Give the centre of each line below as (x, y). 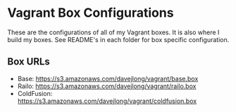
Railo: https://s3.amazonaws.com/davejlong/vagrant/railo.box (107, 86)
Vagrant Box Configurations (91, 13)
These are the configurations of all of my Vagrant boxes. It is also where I (113, 32)
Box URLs (29, 62)
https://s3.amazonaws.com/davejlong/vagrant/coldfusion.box (107, 101)
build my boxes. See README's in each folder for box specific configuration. (118, 39)
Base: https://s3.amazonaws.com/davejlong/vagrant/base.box (108, 78)
